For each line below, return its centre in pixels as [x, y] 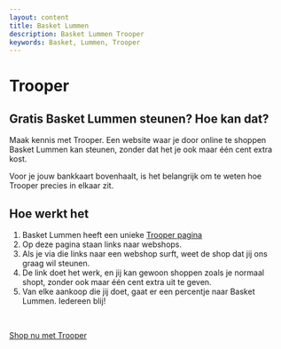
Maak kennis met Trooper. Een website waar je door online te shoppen [138, 140]
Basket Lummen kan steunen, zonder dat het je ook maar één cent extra [141, 150]
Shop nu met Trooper [48, 336]
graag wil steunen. [56, 264]
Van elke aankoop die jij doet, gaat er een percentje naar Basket [138, 292]
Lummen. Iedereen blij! [64, 301]
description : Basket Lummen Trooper [77, 34]
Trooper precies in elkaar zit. [62, 186]
